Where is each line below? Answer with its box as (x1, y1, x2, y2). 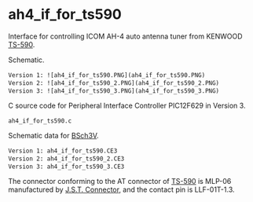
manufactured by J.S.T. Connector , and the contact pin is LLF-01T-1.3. (8, 185, 235, 194)
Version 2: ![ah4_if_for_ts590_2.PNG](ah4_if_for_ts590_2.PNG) (8, 79, 220, 87)
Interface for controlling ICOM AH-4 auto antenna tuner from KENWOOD (8, 31, 243, 41)
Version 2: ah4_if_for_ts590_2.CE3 (8, 155, 125, 163)
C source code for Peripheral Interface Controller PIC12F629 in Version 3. (8, 101, 246, 110)
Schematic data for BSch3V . (8, 130, 100, 140)
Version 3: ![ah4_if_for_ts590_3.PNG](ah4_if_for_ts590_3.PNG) (8, 86, 220, 95)
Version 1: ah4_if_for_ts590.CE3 (8, 147, 118, 155)
